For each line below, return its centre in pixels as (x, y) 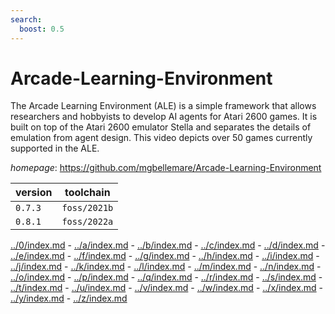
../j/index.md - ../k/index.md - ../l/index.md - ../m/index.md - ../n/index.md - (166, 267)
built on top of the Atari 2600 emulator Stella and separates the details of (161, 127)
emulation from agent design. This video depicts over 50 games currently (161, 138)
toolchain (87, 193)
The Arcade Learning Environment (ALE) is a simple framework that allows (163, 106)
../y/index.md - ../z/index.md (69, 298)
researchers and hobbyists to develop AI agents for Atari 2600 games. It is (164, 117)
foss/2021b (87, 208)
